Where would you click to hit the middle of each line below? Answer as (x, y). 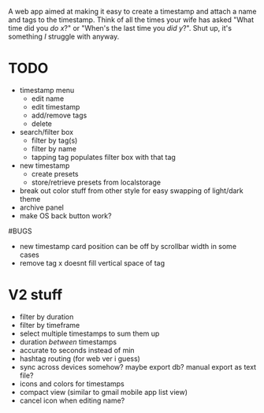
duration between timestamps (68, 341)
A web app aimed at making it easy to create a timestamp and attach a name (132, 11)
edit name (48, 99)
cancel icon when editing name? (72, 400)
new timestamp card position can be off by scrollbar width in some (128, 246)
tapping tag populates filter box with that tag (103, 157)
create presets (55, 173)
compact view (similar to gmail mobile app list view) (103, 392)
